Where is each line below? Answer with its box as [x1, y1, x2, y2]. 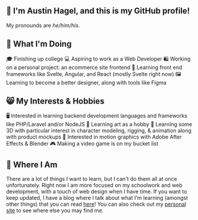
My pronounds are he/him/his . [6, 21, 80, 29]
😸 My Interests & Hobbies [6, 96, 105, 106]
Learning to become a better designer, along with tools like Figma [6, 78, 166, 86]
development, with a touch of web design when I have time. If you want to [6, 188, 187, 195]
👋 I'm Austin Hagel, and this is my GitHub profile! [6, 6, 190, 16]
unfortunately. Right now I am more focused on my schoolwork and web [6, 182, 183, 189]
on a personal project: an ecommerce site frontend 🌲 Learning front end [6, 64, 183, 71]
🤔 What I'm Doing [6, 39, 72, 49]
